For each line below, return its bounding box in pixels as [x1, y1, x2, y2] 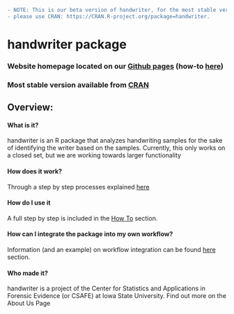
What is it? [7, 120, 39, 129]
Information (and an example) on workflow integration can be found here [7, 245, 216, 253]
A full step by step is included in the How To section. [7, 214, 158, 222]
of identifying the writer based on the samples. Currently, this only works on [7, 143, 226, 152]
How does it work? [7, 167, 63, 175]
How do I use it [7, 198, 51, 207]
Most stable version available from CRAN [7, 80, 150, 90]
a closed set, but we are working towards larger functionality [7, 151, 182, 159]
